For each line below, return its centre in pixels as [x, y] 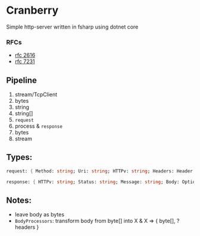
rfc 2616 [25, 55]
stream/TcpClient [36, 95]
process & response [38, 126]
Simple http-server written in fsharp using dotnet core [72, 27]
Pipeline [22, 80]
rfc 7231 [25, 62]
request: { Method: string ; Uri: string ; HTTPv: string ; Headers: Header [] [102, 171]
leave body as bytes [39, 215]
